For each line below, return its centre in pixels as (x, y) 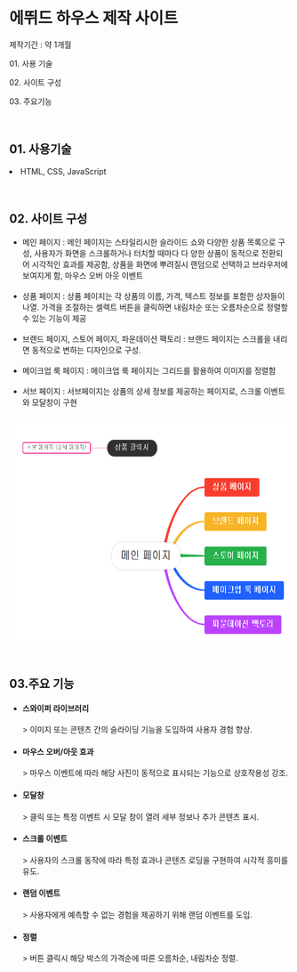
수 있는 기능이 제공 (54, 318)
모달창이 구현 (54, 402)
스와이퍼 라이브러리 (56, 708)
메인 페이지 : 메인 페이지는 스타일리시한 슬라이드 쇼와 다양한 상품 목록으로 (149, 242)
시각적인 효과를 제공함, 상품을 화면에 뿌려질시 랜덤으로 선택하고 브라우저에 (160, 264)
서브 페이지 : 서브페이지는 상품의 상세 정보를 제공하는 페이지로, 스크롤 (142, 391)
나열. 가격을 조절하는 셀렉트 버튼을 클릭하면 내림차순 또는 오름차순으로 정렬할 (155, 307)
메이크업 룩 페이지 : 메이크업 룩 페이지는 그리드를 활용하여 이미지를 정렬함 (149, 370)
